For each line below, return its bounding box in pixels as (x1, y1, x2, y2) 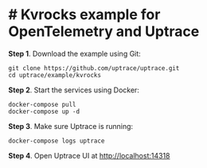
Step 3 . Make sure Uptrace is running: (8, 121, 134, 131)
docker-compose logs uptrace (8, 137, 105, 145)
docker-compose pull (8, 100, 77, 108)
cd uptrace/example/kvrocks (8, 71, 102, 79)
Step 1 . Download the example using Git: (8, 49, 141, 58)
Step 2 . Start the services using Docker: (8, 85, 139, 95)
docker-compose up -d (8, 107, 80, 115)
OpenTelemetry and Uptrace (8, 22, 200, 41)
